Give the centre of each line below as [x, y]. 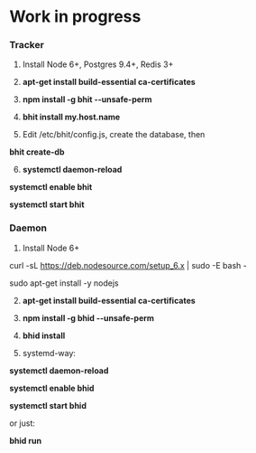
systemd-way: [49, 353]
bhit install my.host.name [71, 117]
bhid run [26, 440]
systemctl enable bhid [52, 388]
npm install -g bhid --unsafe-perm [88, 317]
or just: [23, 423]
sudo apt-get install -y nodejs [64, 283]
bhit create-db [37, 152]
